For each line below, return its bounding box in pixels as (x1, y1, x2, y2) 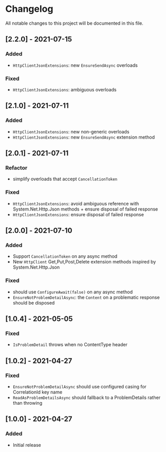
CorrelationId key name (12, 389, 63, 395)
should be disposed (12, 299, 55, 306)
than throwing (12, 400, 43, 406)
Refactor (5, 164, 28, 171)
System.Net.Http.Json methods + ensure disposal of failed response (12, 206, 158, 212)
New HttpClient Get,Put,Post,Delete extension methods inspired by (12, 259, 156, 265)
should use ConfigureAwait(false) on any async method (12, 289, 133, 295)
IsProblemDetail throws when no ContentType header (12, 342, 127, 348)
